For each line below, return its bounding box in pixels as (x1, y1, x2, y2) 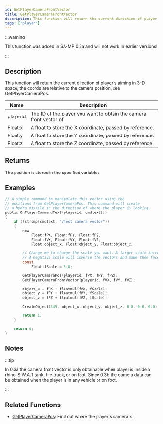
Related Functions (5, 401, 61, 409)
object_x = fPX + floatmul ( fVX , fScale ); (22, 286, 108, 291)
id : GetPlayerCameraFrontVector (5, 7, 70, 12)
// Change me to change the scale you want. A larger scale (22, 251, 147, 256)
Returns (5, 156, 30, 165)
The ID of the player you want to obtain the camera (31, 110, 147, 117)
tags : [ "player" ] (5, 20, 40, 26)
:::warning (5, 34, 25, 40)
